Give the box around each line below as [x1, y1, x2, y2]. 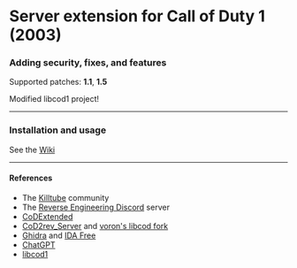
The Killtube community [21, 192, 110, 203]
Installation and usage [9, 124, 107, 136]
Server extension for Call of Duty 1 [9, 6, 265, 27]
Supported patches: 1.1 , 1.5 [9, 77, 108, 88]
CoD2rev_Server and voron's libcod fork [21, 220, 169, 231]
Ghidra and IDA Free [21, 230, 96, 241]
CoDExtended [21, 211, 73, 222]
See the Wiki [9, 144, 56, 155]
